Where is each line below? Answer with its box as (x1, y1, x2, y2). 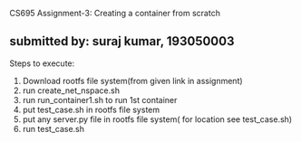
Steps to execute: (9, 58, 75, 69)
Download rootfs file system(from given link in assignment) (22, 75, 243, 86)
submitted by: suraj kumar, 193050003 (9, 33, 235, 49)
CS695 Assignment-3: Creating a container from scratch (9, 8, 220, 18)
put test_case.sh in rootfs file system (22, 104, 160, 115)
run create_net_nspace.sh (22, 85, 121, 96)
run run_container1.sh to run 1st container (22, 94, 178, 105)
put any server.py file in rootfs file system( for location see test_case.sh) (22, 113, 293, 125)
